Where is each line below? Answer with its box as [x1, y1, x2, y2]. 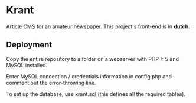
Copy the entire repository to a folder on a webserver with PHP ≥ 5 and [6, 55, 179, 62]
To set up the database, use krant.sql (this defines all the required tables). [6, 90, 186, 97]
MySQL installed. [6, 61, 48, 68]
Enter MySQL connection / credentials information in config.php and [6, 73, 172, 80]
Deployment [6, 40, 53, 50]
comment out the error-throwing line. [6, 79, 96, 86]
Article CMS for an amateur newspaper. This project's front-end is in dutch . [6, 23, 190, 30]
